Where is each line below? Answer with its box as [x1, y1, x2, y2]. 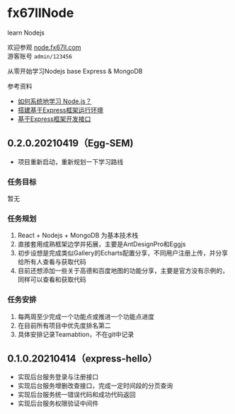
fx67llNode [7, 5, 74, 21]
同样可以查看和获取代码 [17, 275, 86, 284]
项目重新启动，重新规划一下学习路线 [17, 157, 124, 166]
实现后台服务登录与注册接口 [17, 373, 99, 381]
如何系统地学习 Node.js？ [17, 97, 92, 105]
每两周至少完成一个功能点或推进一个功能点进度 [17, 312, 154, 321]
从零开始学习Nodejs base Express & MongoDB [7, 67, 143, 75]
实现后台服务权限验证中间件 [17, 399, 99, 408]
